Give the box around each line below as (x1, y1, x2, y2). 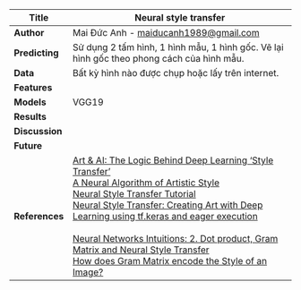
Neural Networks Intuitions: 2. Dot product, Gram (72, 233, 279, 244)
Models (13, 96, 47, 108)
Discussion (13, 125, 63, 137)
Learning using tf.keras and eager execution (72, 210, 258, 222)
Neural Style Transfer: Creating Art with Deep (72, 199, 263, 211)
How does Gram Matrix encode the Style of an (72, 255, 267, 267)
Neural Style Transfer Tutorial (72, 188, 196, 200)
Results (13, 111, 47, 123)
